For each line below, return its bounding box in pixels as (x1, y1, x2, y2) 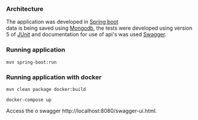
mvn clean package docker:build (6, 86, 86, 92)
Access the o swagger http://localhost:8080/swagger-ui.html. (6, 107, 157, 114)
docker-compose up (6, 97, 52, 103)
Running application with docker (6, 73, 102, 81)
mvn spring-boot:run (6, 59, 58, 65)
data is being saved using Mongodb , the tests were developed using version (6, 24, 193, 31)
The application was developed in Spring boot (6, 18, 119, 26)
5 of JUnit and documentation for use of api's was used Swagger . (6, 31, 167, 38)
